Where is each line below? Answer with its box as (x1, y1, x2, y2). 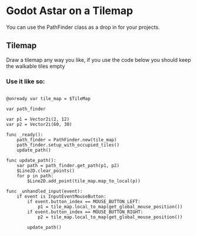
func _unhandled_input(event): (6, 188, 83, 195)
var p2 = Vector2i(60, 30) (6, 122, 72, 128)
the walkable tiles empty (6, 62, 65, 69)
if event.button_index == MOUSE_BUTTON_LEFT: (27, 199, 141, 205)
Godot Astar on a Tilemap (6, 4, 133, 18)
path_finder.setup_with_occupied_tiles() (16, 142, 119, 148)
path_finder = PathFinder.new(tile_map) (16, 137, 117, 143)
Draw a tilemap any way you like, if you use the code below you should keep (6, 56, 191, 63)
